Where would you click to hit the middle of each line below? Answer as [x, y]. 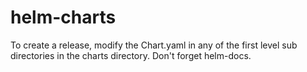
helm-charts [63, 17]
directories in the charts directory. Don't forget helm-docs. [131, 55]
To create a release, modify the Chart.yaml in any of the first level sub [154, 45]
